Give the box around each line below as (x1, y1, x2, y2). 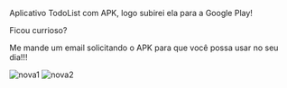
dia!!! (9, 52, 28, 62)
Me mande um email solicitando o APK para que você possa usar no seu (9, 42, 279, 53)
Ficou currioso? (9, 25, 68, 35)
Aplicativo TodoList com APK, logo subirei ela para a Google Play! (9, 8, 253, 18)
